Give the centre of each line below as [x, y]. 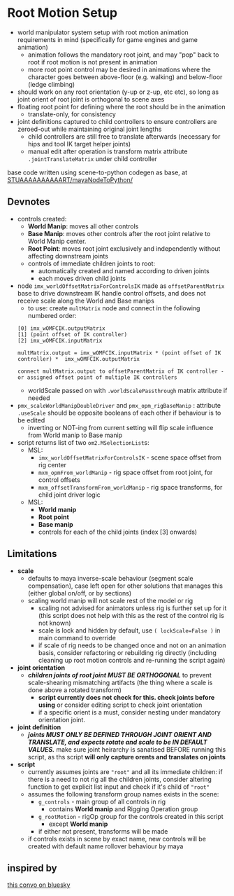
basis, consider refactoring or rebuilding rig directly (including [127, 652]
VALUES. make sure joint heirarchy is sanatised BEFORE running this [127, 749]
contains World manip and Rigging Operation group [123, 809]
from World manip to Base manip [75, 435]
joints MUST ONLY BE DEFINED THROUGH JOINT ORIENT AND [119, 734]
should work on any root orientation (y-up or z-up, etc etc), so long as [118, 92]
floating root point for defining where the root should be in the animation [121, 106]
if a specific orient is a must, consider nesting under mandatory [130, 712]
